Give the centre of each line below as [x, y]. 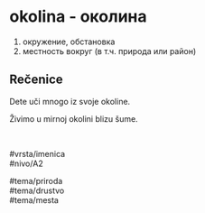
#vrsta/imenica [37, 153]
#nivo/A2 [26, 163]
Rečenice [36, 80]
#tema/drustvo [37, 190]
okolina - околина [78, 17]
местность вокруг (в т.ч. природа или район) [109, 51]
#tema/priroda [36, 181]
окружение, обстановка [69, 42]
